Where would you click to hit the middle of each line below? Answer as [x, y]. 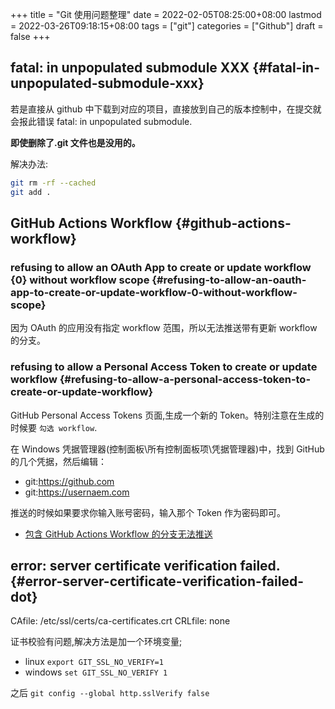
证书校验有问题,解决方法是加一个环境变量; [96, 642]
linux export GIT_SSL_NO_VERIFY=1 [94, 662]
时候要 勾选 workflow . [54, 427]
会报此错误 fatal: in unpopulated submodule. [101, 121]
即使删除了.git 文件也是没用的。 [75, 142]
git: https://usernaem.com [77, 492]
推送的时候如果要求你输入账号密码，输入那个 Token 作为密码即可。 [148, 512]
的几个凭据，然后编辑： [58, 461]
